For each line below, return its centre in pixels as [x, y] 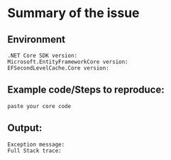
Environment [37, 39]
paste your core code [39, 106]
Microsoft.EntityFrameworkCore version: [68, 62]
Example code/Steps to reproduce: [86, 90]
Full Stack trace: [34, 151]
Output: [25, 128]
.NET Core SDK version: [43, 55]
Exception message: [36, 144]
